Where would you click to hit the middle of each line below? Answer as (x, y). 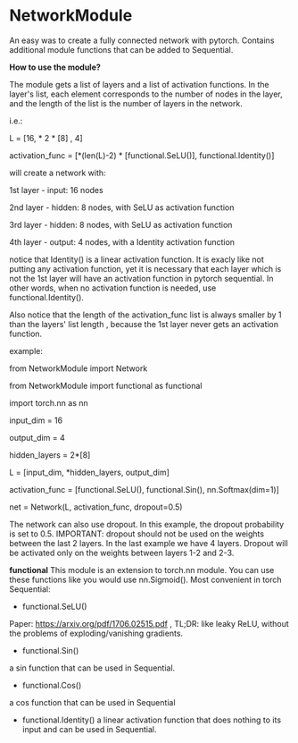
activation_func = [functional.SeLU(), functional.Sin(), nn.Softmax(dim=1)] (144, 489)
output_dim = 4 (37, 437)
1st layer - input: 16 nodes (57, 190)
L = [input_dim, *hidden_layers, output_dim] (89, 472)
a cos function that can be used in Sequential (92, 702)
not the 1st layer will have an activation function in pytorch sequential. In (141, 278)
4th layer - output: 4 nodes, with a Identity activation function (122, 241)
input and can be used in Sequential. (89, 729)
